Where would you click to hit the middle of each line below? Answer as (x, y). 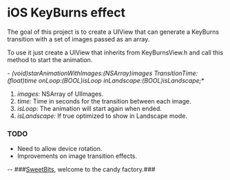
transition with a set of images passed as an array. (79, 39)
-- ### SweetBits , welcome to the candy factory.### (81, 170)
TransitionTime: (176, 73)
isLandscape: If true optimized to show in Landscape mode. (102, 116)
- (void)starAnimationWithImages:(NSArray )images (80, 73)
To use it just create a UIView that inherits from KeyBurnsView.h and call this (115, 52)
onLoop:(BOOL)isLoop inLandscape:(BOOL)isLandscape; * (121, 80)
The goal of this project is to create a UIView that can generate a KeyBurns (113, 32)
